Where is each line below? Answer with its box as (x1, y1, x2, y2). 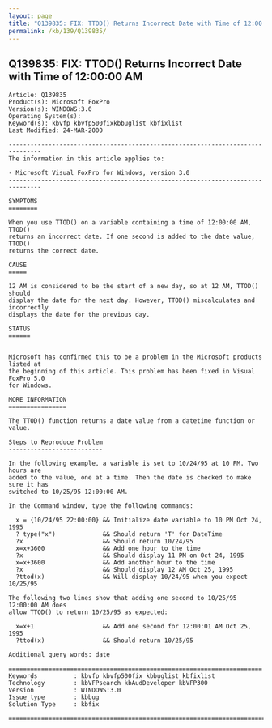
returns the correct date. (8, 247, 100, 255)
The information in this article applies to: (8, 155, 164, 163)
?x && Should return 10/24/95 (15, 538, 194, 546)
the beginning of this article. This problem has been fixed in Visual (8, 368, 255, 376)
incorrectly (8, 304, 49, 312)
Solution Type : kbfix (8, 700, 100, 709)
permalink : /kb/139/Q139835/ (8, 27, 107, 35)
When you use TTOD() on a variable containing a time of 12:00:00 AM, (8, 219, 252, 227)
